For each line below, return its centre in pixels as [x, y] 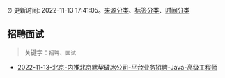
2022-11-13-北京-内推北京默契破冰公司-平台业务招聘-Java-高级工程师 [117, 67]
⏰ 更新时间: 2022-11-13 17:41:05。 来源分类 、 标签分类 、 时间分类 [99, 10]
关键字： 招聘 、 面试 [50, 52]
